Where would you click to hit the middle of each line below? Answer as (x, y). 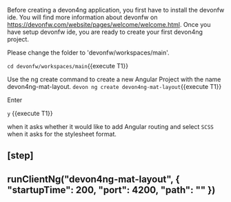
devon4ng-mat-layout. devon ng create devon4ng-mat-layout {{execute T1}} (114, 87)
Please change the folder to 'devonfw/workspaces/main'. (89, 52)
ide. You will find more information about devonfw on (82, 17)
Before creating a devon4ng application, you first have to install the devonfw (116, 10)
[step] (20, 155)
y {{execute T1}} (30, 113)
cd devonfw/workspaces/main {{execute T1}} (68, 66)
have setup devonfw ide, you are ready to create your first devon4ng (105, 32)
